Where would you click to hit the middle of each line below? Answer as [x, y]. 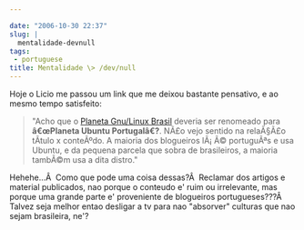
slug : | [24, 34]
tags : [20, 51]
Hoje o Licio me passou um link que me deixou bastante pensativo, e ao [144, 94]
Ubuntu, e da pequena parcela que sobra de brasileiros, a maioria [155, 150]
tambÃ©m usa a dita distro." [85, 160]
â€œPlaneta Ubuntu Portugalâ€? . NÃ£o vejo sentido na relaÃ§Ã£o [159, 131]
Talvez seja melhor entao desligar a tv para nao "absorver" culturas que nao [152, 206]
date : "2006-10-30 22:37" [58, 25]
